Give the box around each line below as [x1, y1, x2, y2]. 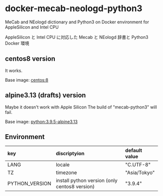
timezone [55, 169, 77, 176]
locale [55, 161, 70, 168]
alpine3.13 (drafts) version [5, 91, 86, 100]
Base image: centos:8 [5, 77, 49, 83]
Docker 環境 [5, 40, 30, 46]
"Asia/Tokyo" [125, 169, 155, 176]
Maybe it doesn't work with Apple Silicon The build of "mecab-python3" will [5, 104, 157, 110]
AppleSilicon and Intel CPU [5, 24, 59, 30]
